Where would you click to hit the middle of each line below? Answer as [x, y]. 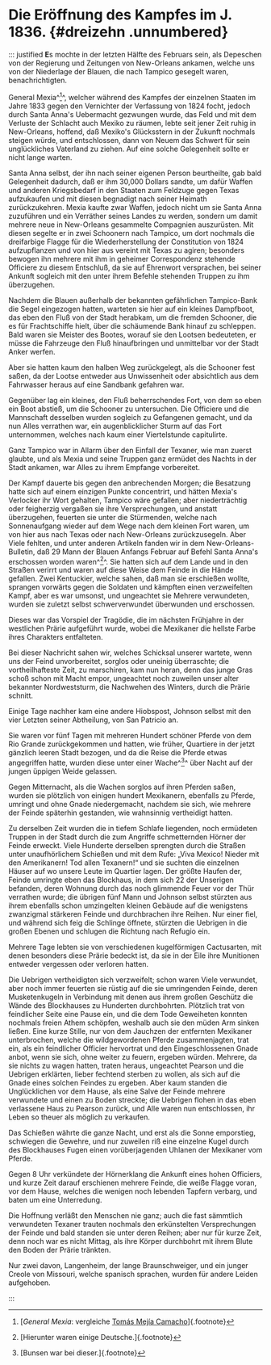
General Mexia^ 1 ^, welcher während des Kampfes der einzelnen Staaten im [132, 96]
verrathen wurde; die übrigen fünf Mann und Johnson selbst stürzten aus [130, 897]
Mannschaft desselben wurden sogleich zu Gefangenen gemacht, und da [130, 417]
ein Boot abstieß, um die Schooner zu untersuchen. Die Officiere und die [129, 409]
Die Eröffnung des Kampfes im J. [120, 15]
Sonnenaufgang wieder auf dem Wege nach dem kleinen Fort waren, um [129, 526]
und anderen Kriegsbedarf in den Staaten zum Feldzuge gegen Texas [124, 190]
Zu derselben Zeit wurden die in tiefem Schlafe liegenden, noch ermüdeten [133, 828]
